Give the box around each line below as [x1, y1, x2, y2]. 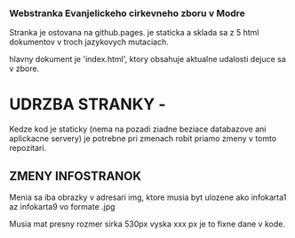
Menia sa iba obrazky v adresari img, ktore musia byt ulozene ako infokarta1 [9, 192, 287, 202]
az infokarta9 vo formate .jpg [9, 202, 116, 212]
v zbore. [9, 63, 40, 74]
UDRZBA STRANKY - [9, 94, 166, 115]
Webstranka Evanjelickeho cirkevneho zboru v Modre [9, 7, 246, 20]
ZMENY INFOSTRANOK [9, 168, 142, 184]
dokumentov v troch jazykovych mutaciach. [9, 36, 169, 47]
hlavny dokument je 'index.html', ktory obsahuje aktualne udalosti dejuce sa [9, 54, 286, 65]
